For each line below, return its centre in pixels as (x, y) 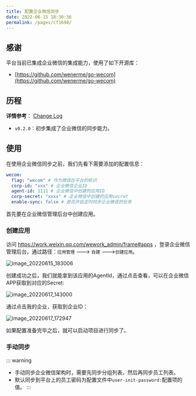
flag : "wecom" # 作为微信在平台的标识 (54, 180)
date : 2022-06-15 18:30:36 (39, 17)
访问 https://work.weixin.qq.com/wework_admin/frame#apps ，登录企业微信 (98, 244)
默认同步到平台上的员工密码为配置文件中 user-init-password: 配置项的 (98, 380)
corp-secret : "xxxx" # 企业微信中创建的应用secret (70, 197)
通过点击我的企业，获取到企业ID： (47, 307)
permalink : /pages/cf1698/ (39, 22)
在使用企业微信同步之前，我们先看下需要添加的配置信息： (75, 163)
